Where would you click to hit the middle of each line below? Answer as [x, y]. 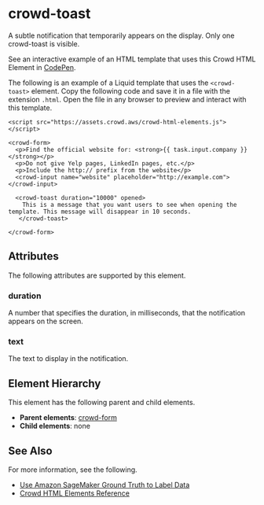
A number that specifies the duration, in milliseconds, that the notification [127, 313]
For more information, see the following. [73, 470]
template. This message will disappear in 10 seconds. [100, 212]
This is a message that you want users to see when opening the [130, 205]
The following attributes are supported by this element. [97, 275]
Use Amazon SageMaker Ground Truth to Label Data [104, 485]
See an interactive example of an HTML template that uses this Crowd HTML [132, 59]
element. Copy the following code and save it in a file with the [130, 90]
